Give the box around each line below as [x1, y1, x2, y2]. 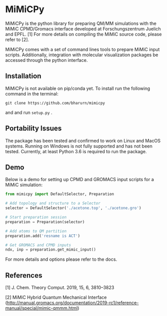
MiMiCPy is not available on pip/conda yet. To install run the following [5, 85, 150, 91]
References [5, 271, 43, 279]
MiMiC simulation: [5, 182, 43, 188]
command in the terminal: [5, 90, 59, 97]
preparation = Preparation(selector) [5, 219, 85, 224]
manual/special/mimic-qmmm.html [5, 305, 78, 311]
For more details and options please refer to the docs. [5, 256, 117, 262]
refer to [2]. [5, 37, 29, 43]
